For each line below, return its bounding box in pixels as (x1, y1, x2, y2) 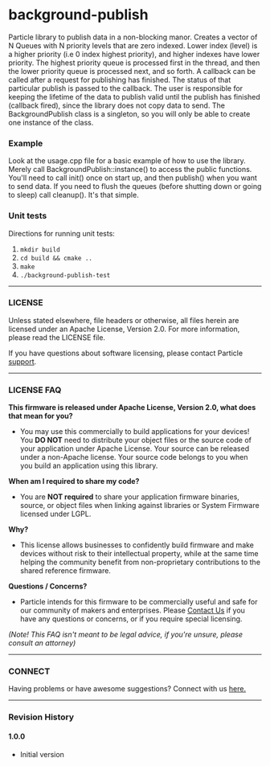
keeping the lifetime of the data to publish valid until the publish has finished (8, 92, 261, 101)
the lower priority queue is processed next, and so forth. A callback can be (8, 66, 256, 76)
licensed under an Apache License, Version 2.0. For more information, (8, 324, 240, 334)
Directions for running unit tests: (8, 228, 115, 238)
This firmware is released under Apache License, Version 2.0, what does (8, 403, 256, 412)
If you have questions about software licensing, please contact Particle (8, 348, 243, 358)
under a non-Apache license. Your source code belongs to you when (19, 453, 248, 462)
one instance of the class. (8, 117, 94, 127)
